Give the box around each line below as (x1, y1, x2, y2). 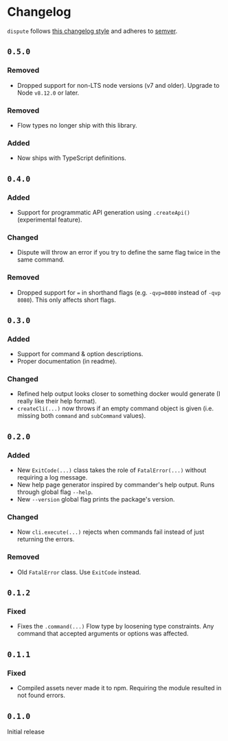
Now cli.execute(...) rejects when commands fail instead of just (16, 528, 205, 536)
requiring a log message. (16, 473, 88, 482)
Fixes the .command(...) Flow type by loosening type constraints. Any (16, 622, 214, 631)
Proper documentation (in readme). (16, 357, 117, 366)
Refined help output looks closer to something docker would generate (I (16, 390, 221, 398)
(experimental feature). (16, 215, 82, 224)
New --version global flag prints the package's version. (16, 495, 175, 504)
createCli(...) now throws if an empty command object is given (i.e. (16, 404, 214, 412)
